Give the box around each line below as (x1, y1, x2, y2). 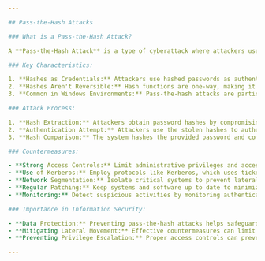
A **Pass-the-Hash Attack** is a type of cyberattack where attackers (8, 47, 245, 55)
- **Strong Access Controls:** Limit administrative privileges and (8, 162, 238, 170)
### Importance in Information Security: (8, 205, 147, 213)
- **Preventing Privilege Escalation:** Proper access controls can (8, 234, 238, 242)
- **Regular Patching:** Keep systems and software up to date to (8, 184, 231, 192)
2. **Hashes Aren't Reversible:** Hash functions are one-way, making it (8, 83, 256, 91)
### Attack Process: (8, 104, 77, 112)
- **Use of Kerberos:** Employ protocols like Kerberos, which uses (8, 169, 238, 177)
